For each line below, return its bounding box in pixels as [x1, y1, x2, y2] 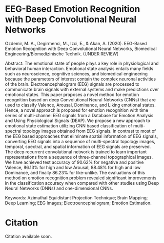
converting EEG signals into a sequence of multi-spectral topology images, [5, 138, 155, 144]
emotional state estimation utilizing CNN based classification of [5, 122, 133, 128]
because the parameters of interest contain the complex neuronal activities [5, 76, 156, 82]
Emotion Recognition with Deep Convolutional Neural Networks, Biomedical [5, 46, 157, 51]
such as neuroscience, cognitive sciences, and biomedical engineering [5, 71, 148, 76]
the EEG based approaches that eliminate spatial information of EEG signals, [5, 133, 158, 139]
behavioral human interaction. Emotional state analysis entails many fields [5, 65, 154, 72]
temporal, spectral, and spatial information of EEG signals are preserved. [5, 144, 151, 149]
